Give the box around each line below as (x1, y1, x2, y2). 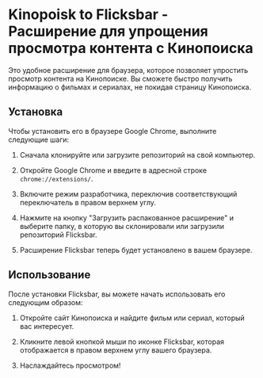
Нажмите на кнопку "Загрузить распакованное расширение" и (19, 212, 234, 223)
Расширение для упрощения (8, 22, 208, 40)
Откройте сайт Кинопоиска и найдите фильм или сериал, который (19, 313, 246, 323)
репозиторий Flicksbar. (19, 230, 97, 239)
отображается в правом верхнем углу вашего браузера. (19, 345, 212, 354)
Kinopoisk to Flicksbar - (8, 6, 169, 24)
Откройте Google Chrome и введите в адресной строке (19, 165, 208, 175)
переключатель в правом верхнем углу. (19, 197, 157, 207)
